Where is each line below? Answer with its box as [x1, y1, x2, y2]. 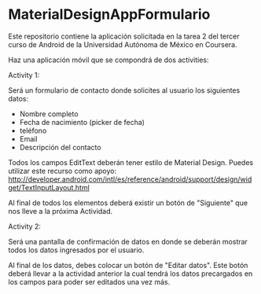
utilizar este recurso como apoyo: [8, 166, 116, 175]
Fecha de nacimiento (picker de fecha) [19, 117, 145, 127]
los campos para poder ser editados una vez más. [8, 277, 171, 286]
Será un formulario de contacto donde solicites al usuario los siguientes [8, 85, 241, 95]
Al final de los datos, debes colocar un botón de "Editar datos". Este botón [8, 260, 248, 270]
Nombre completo [19, 108, 79, 119]
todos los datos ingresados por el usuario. [8, 245, 145, 255]
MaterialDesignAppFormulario [8, 6, 211, 24]
